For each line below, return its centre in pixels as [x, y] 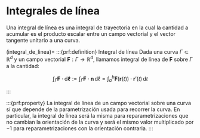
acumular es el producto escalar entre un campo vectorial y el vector [91, 33]
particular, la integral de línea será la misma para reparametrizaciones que [97, 116]
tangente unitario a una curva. [43, 40]
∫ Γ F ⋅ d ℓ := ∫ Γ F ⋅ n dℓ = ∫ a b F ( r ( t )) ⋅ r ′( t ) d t [100, 79]
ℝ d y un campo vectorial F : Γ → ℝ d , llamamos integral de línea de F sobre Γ [99, 59]
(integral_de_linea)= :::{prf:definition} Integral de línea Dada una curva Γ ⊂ [98, 51]
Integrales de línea [53, 11]
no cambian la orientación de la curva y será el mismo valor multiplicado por [100, 122]
